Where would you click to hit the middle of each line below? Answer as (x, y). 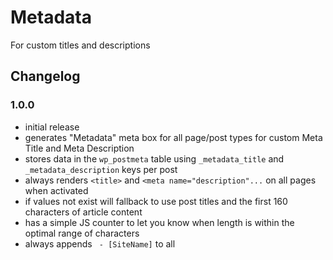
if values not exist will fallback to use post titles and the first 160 (156, 201)
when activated (56, 190)
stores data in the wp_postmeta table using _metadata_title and (154, 158)
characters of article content (83, 212)
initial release (52, 127)
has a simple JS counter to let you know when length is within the (159, 222)
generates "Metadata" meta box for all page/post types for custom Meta (173, 137)
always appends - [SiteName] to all (100, 243)
